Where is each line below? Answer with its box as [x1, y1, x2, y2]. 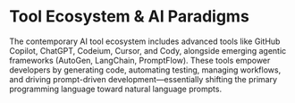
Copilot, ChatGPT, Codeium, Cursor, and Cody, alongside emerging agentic [9, 45, 287, 56]
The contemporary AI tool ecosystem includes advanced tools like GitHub [9, 36, 281, 47]
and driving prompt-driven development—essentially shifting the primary [9, 73, 278, 84]
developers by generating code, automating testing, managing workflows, [9, 64, 282, 75]
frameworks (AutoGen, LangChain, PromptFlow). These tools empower [9, 55, 271, 65]
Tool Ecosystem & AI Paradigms [9, 6, 250, 27]
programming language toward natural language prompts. [9, 83, 222, 94]
